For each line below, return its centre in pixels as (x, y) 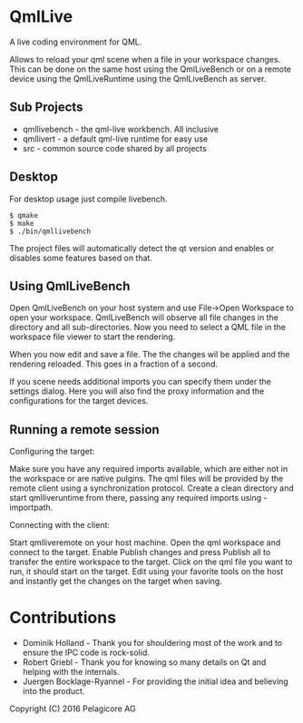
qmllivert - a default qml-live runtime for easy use (115, 139)
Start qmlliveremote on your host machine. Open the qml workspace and (145, 542)
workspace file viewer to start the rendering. (93, 337)
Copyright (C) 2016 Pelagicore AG (73, 708)
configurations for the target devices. (79, 401)
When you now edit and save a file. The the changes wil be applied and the (150, 355)
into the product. (54, 691)
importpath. (31, 508)
